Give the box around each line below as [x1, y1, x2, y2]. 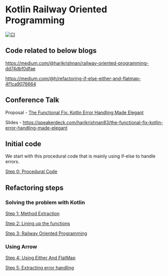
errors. [5, 159, 19, 165]
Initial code [5, 140, 41, 148]
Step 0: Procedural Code [5, 168, 58, 175]
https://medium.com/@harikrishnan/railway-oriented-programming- [5, 60, 149, 66]
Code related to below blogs [5, 46, 97, 55]
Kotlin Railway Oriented [5, 4, 108, 15]
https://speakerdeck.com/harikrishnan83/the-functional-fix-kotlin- [23, 119, 163, 125]
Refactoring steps [5, 183, 64, 192]
